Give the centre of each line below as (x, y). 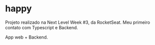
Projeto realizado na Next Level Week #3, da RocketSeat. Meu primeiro (78, 22)
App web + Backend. (27, 37)
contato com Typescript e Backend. (42, 27)
